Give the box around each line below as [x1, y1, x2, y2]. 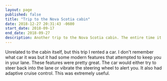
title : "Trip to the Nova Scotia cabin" [5, 16, 91, 21]
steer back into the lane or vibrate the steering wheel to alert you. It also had [5, 64, 162, 70]
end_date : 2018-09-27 [5, 30, 50, 35]
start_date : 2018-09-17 [5, 26, 55, 31]
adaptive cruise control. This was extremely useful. [5, 70, 110, 76]
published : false [5, 12, 41, 17]
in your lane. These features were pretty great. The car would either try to [5, 59, 157, 65]
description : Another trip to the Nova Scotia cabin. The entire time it [5, 35, 162, 40]
